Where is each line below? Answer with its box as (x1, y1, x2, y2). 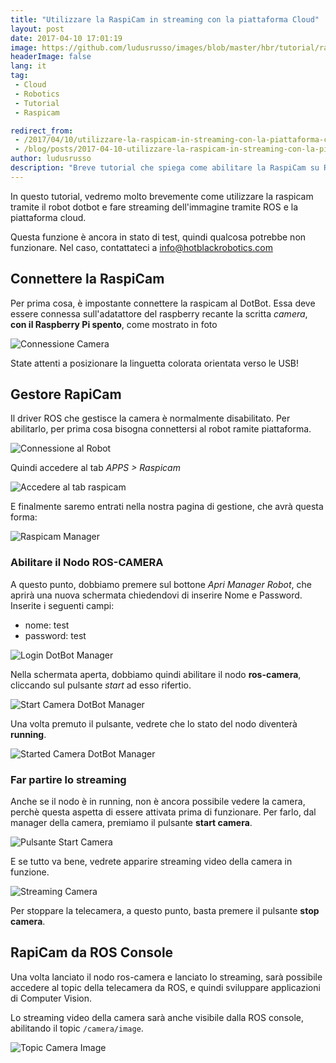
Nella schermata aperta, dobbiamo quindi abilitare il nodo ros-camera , (10, 668, 302, 680)
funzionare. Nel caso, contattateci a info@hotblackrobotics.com (10, 241, 273, 253)
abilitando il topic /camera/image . (10, 1022, 144, 1034)
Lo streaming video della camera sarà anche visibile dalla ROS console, (10, 1011, 304, 1023)
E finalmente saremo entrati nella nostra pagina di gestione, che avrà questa (10, 501, 324, 513)
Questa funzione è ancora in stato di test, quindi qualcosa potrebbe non (10, 231, 307, 243)
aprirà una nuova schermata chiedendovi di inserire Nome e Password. (10, 589, 303, 601)
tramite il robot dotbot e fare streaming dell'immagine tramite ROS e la (10, 201, 298, 213)
